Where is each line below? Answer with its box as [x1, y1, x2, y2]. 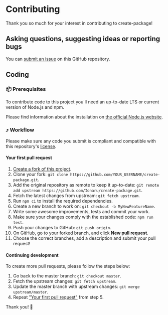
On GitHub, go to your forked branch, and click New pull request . [13, 230, 148, 236]
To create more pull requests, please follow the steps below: [6, 263, 130, 269]
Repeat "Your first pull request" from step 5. [13, 294, 104, 300]
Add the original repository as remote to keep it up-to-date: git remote [13, 182, 159, 188]
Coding [6, 70, 29, 79]
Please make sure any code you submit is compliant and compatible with [6, 138, 156, 144]
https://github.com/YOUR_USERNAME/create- [70, 172, 160, 177]
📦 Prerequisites [6, 86, 46, 93]
